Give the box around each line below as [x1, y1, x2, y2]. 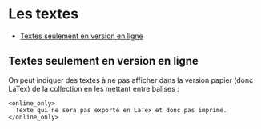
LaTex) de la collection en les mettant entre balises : [8, 84, 180, 93]
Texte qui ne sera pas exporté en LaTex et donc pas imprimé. [15, 106, 227, 114]
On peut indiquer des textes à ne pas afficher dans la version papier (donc [8, 75, 254, 84]
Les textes [8, 5, 78, 23]
